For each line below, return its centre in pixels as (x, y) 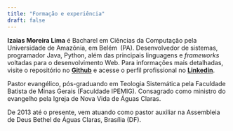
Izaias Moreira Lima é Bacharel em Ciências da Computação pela (102, 40)
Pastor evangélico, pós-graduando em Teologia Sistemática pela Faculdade (116, 83)
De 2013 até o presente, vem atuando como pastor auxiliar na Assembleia (114, 112)
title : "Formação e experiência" (56, 14)
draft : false (26, 20)
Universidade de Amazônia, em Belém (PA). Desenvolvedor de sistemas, (113, 48)
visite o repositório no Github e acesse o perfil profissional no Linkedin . (111, 70)
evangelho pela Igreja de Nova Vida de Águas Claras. (84, 98)
